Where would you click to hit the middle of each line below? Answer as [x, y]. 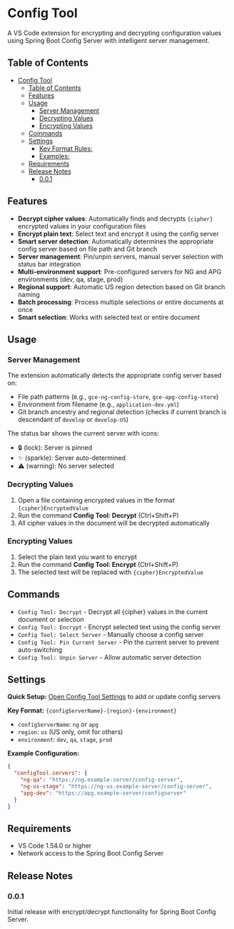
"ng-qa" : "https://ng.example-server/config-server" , [102, 780]
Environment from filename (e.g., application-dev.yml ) [98, 404]
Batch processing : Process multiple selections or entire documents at [121, 302]
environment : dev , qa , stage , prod [65, 740]
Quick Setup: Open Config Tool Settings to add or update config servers [114, 697]
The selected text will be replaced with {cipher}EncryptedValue [111, 572]
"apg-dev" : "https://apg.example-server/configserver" [103, 793]
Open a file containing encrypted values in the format [96, 500]
